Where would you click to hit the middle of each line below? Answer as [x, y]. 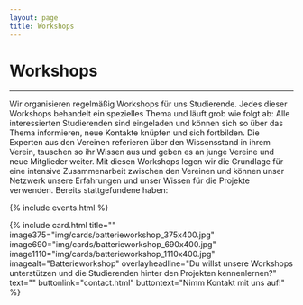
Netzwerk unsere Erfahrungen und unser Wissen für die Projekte [130, 180]
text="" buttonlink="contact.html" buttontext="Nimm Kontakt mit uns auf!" [147, 283]
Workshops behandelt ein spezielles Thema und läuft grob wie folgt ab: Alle [150, 114]
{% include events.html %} [59, 208]
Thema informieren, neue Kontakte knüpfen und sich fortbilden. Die [134, 133]
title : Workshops [42, 26]
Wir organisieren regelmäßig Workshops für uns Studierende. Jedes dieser [148, 104]
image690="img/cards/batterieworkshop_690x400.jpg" [113, 245]
